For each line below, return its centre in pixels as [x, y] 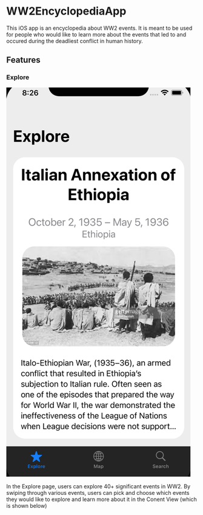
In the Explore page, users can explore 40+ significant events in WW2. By [98, 486]
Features [23, 60]
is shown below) [27, 505]
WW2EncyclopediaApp [66, 11]
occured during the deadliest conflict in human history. [75, 41]
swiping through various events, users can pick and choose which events [98, 493]
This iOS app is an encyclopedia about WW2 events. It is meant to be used [99, 28]
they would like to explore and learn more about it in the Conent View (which [101, 499]
